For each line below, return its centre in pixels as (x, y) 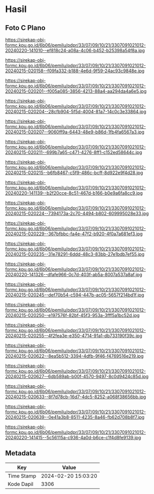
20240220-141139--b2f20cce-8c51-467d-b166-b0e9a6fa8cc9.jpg (74, 193)
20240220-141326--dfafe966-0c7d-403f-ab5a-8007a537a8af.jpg (74, 275)
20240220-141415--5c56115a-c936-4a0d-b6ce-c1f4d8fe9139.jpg (73, 438)
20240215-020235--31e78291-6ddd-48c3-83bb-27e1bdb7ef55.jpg (75, 254)
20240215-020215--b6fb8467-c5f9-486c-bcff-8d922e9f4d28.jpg (74, 173)
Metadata (21, 453)
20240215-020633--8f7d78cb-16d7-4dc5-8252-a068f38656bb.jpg (76, 397)
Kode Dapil (21, 484)
